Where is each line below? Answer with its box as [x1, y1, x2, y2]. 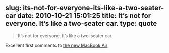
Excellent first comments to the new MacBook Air [5, 42, 108, 48]
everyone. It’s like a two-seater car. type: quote [5, 19, 157, 28]
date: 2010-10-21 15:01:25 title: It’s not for [17, 12, 151, 20]
